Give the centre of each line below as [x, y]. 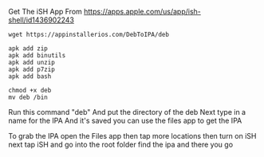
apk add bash [30, 77]
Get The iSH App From [45, 12]
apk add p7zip [32, 69]
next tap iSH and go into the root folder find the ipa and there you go [121, 144]
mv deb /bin [28, 97]
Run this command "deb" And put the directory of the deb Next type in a [127, 112]
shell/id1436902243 [41, 20]
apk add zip [28, 49]
